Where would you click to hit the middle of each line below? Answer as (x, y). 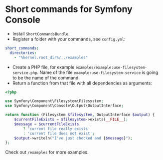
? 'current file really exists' (57, 128)
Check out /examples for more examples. (47, 152)
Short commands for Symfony (69, 9)
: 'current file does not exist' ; (59, 133)
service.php (25, 73)
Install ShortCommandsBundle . (41, 33)
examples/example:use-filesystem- (111, 67)
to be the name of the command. (46, 77)
